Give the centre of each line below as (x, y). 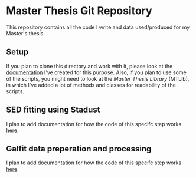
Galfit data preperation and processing (79, 149)
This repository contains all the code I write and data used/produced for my (98, 27)
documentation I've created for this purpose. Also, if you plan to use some (97, 72)
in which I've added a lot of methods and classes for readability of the (91, 85)
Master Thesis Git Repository (79, 11)
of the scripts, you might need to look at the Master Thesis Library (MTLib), (98, 78)
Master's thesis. (26, 33)
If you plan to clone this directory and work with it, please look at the (89, 66)
